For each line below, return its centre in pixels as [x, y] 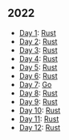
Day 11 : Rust [39, 119]
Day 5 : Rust [38, 67]
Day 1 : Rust [38, 32]
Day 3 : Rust [38, 50]
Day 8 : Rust [38, 93]
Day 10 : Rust [40, 110]
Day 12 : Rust [40, 127]
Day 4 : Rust [38, 58]
